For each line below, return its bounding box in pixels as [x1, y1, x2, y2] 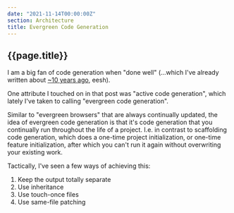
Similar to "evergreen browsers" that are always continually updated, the [7, 111, 218, 119]
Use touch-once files [17, 190, 79, 199]
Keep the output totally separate [17, 176, 111, 184]
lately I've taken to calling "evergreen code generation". [7, 97, 169, 106]
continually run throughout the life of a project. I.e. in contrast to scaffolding [7, 126, 228, 134]
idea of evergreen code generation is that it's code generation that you [7, 118, 213, 127]
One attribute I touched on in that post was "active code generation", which [7, 90, 226, 98]
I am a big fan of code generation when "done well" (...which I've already [7, 68, 220, 77]
